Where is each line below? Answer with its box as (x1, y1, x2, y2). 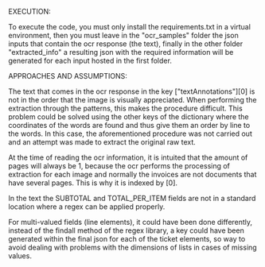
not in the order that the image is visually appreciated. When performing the (8, 95, 257, 104)
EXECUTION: (8, 7, 52, 16)
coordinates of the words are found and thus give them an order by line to (8, 121, 251, 130)
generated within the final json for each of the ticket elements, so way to (8, 234, 246, 243)
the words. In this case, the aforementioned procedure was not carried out (8, 129, 252, 138)
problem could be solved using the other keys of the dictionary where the (8, 112, 249, 122)
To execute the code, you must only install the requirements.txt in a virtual (8, 22, 251, 31)
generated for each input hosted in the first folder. (8, 56, 173, 65)
